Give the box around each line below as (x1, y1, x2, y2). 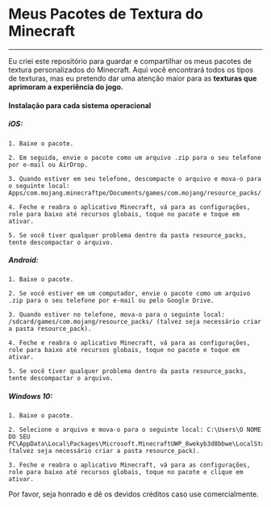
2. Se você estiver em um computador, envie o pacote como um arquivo (8, 290, 251, 298)
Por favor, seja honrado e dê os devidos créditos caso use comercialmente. (8, 489, 260, 499)
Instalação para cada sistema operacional (8, 100, 152, 110)
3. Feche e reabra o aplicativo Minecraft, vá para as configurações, (8, 461, 251, 469)
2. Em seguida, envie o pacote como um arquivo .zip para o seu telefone (8, 153, 262, 161)
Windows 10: (8, 392, 53, 401)
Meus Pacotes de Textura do (8, 5, 203, 23)
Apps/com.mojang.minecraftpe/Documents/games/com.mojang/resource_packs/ (8, 189, 262, 197)
